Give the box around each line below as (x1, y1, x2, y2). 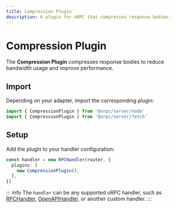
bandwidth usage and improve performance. (6, 65, 114, 72)
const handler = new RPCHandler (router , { (6, 157, 111, 162)
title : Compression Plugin (6, 8, 72, 15)
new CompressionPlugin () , (16, 168, 80, 174)
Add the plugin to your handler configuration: (6, 145, 115, 152)
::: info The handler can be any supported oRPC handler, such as (6, 189, 162, 196)
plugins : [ (11, 162, 38, 168)
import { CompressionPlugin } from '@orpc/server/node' (6, 109, 145, 115)
